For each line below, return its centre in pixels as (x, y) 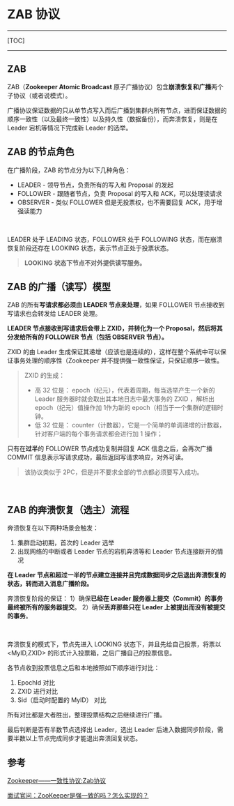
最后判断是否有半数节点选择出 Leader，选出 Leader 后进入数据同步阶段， (112, 730)
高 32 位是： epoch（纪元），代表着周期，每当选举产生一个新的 (125, 390)
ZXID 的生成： (44, 375)
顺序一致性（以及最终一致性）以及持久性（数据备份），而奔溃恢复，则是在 (112, 119)
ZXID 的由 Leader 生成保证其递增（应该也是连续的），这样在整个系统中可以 (114, 352)
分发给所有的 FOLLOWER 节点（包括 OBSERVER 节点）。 (88, 337)
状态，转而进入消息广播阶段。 (50, 584)
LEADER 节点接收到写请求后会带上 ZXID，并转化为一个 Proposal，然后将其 (115, 328)
